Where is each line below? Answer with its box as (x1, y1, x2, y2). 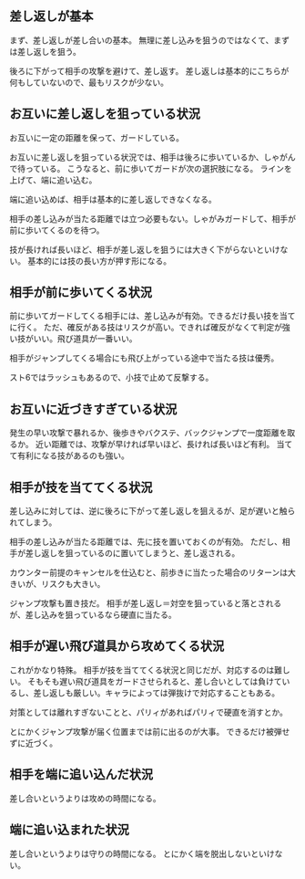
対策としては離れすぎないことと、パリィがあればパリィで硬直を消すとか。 (9, 706, 289, 717)
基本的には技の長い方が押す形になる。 (26, 255, 171, 267)
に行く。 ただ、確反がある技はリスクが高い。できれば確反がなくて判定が (9, 322, 283, 333)
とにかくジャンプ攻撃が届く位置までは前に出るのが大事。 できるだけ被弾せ (9, 726, 290, 737)
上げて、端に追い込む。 (9, 174, 97, 185)
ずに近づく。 (9, 738, 57, 748)
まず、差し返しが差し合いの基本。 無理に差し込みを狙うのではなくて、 (9, 35, 274, 46)
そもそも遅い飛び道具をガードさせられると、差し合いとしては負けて (26, 675, 282, 686)
